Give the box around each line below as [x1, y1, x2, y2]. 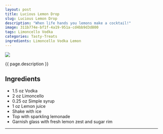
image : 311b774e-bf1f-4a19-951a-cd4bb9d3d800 [5, 25, 98, 30]
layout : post [5, 7, 32, 12]
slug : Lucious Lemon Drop [5, 16, 57, 21]
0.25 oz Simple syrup [12, 98, 55, 104]
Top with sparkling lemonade [12, 113, 70, 119]
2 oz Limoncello [12, 93, 44, 99]
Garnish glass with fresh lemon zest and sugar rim [12, 119, 113, 124]
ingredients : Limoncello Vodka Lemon [5, 39, 81, 44]
